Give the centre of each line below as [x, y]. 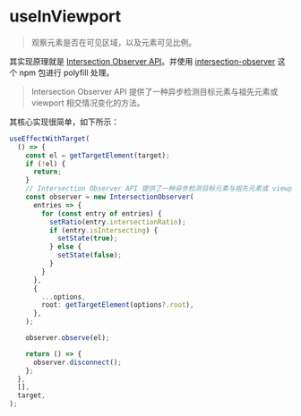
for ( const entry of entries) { [102, 213]
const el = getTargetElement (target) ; [98, 155]
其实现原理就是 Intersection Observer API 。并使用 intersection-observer [142, 61]
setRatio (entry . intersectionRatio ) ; [117, 222]
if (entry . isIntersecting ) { [103, 230]
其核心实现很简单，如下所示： [64, 122]
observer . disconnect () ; [77, 362]
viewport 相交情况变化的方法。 [88, 102]
